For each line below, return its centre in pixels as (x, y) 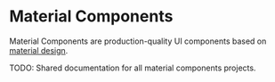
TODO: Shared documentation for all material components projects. (133, 68)
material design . (39, 50)
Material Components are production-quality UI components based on (138, 41)
